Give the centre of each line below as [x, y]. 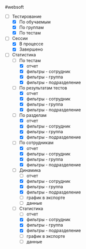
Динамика [30, 170]
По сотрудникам [36, 142]
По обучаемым [35, 22]
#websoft [14, 7]
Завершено [31, 49]
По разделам [33, 115]
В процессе [31, 44]
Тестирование [27, 16]
